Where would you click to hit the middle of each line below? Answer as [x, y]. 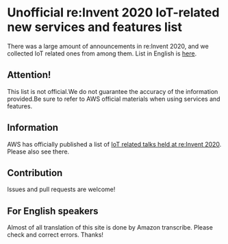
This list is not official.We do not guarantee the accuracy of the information [113, 91]
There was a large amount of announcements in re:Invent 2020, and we [108, 46]
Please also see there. [38, 151]
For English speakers [53, 211]
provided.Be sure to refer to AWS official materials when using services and [114, 99]
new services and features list [95, 27]
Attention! [29, 75]
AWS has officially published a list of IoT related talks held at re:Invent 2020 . [114, 144]
